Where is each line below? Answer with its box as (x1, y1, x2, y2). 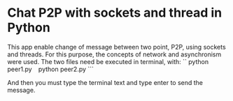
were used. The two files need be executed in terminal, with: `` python (7, 57, 209, 65)
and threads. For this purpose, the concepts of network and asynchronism (7, 50, 222, 59)
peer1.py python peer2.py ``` (7, 65, 94, 73)
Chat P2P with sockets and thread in (7, 5, 223, 21)
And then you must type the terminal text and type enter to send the (7, 78, 204, 86)
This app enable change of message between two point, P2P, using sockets (7, 42, 226, 51)
